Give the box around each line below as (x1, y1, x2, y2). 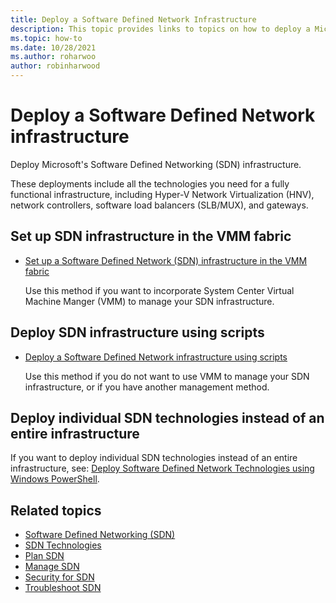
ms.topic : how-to (10, 33, 83, 43)
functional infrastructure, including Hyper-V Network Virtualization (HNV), (10, 188, 315, 200)
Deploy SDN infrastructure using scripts (10, 324, 265, 341)
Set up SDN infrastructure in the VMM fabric (10, 228, 292, 245)
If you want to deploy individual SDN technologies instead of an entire (10, 452, 298, 464)
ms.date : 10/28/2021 (10, 42, 97, 53)
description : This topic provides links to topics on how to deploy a (10, 24, 311, 34)
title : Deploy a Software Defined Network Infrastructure (10, 14, 257, 25)
